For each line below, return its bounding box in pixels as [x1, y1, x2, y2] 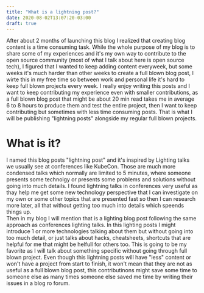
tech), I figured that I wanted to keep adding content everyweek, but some [6, 63, 193, 70]
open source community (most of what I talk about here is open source [6, 56, 185, 64]
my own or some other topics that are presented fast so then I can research [6, 195, 196, 203]
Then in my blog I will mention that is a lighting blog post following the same [6, 215, 197, 222]
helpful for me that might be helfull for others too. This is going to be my [6, 241, 187, 248]
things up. [6, 208, 32, 215]
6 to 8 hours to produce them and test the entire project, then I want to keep [6, 102, 197, 109]
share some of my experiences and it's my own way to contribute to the [6, 50, 186, 57]
